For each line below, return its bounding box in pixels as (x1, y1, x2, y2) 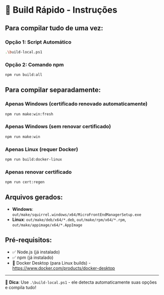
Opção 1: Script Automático (5, 39, 72, 45)
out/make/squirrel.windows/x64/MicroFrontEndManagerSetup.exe (12, 212, 142, 217)
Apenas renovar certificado (5, 168, 72, 175)
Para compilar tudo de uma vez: (5, 24, 103, 32)
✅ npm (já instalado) (12, 254, 54, 260)
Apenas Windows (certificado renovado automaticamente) (5, 100, 148, 107)
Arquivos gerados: (5, 193, 63, 202)
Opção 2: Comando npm (5, 61, 64, 68)
